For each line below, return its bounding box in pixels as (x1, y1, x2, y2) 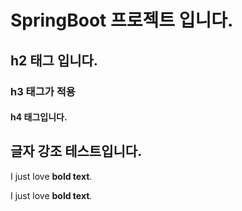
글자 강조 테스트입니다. (10, 143, 143, 160)
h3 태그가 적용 (10, 84, 76, 98)
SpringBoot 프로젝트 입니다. (10, 9, 234, 32)
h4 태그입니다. (10, 111, 68, 123)
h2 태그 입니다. (10, 52, 98, 69)
